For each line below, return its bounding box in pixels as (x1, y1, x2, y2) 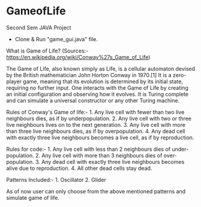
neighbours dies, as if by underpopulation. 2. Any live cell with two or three (6, 115, 192, 122)
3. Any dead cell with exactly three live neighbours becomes (35, 158, 185, 165)
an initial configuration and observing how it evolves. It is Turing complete (6, 90, 189, 98)
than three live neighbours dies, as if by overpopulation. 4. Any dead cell (6, 127, 185, 135)
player (6, 78, 22, 85)
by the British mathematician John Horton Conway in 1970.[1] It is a (6, 71, 172, 78)
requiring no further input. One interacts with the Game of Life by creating (6, 84, 189, 91)
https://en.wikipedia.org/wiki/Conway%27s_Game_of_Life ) (6, 53, 151, 60)
